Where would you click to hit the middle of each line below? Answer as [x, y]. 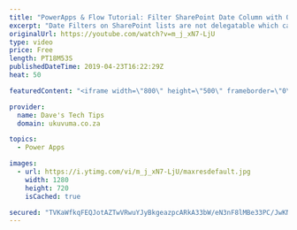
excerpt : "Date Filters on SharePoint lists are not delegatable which [144, 26]
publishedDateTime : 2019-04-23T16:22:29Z [87, 67]
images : [23, 164]
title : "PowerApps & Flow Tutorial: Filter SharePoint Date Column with [146, 17]
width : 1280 [47, 180]
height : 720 [47, 188]
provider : [27, 107]
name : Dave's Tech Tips [61, 115]
